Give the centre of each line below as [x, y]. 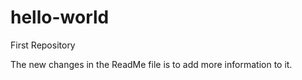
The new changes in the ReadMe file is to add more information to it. [151, 64]
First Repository [43, 45]
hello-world [60, 17]
